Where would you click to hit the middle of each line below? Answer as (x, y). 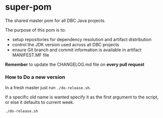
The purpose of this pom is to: (35, 30)
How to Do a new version (35, 77)
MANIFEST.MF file (31, 55)
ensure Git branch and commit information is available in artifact (77, 50)
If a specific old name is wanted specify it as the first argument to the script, (82, 97)
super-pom (28, 7)
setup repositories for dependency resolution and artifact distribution (82, 39)
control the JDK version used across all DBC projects (66, 44)
